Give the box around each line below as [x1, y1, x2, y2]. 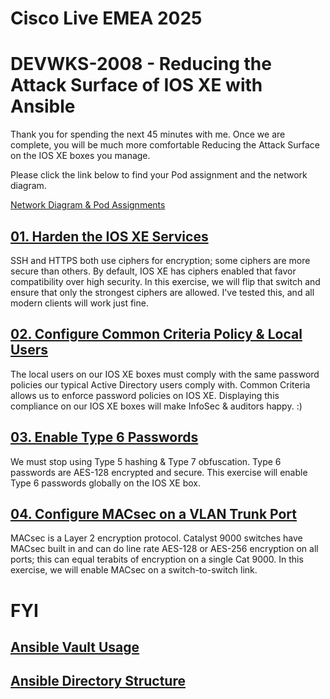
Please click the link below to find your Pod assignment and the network [10, 169, 308, 181]
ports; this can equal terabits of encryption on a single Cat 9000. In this [10, 553, 304, 566]
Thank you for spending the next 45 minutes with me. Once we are [10, 128, 286, 141]
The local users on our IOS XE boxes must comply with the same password [10, 368, 320, 380]
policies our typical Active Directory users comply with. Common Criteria [10, 378, 311, 391]
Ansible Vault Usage [10, 638, 140, 656]
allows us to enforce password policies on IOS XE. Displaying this [10, 389, 280, 401]
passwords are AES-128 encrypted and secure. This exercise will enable [10, 466, 308, 478]
